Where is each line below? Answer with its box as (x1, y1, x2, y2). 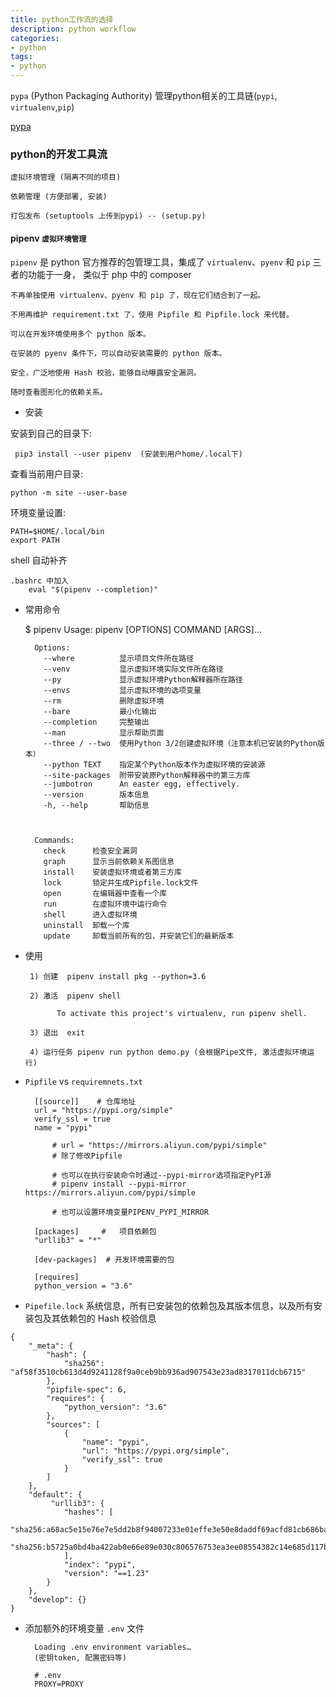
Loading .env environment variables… (34, 1642, 192, 1652)
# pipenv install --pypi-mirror (51, 1179, 187, 1189)
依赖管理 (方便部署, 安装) (10, 192, 108, 202)
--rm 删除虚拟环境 (43, 696, 165, 706)
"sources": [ (46, 1419, 101, 1430)
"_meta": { (28, 1341, 74, 1351)
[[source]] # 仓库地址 (34, 1096, 137, 1106)
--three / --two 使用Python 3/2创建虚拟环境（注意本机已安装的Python (43, 738, 318, 748)
